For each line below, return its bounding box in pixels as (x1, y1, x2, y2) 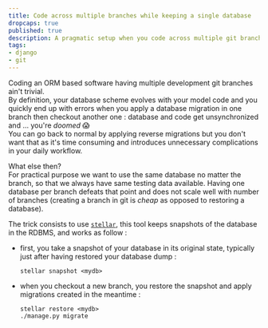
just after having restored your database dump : (19, 251, 177, 261)
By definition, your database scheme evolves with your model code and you (8, 95, 258, 105)
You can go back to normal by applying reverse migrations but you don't (8, 128, 246, 138)
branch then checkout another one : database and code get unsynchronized (8, 112, 259, 121)
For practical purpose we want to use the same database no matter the (8, 169, 242, 180)
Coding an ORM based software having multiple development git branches (8, 77, 254, 88)
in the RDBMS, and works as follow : (8, 227, 128, 237)
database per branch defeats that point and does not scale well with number (8, 187, 259, 196)
